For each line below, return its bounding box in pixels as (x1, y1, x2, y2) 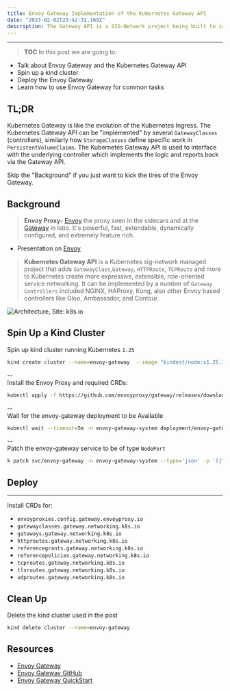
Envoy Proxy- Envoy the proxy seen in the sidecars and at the (23, 217, 199, 224)
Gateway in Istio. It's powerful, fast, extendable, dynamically (23, 224, 194, 232)
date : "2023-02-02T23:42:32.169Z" (7, 16, 106, 23)
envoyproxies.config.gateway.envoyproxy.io (16, 516, 144, 523)
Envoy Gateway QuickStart (16, 676, 92, 684)
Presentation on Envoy (16, 244, 81, 253)
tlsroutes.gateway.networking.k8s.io (16, 567, 125, 574)
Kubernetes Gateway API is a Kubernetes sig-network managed (23, 258, 207, 266)
